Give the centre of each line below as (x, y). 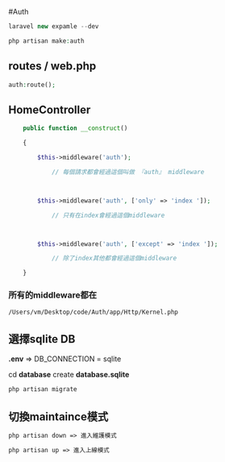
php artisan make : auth (46, 41)
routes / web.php (52, 67)
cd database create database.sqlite (69, 375)
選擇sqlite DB (42, 339)
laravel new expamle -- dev (54, 27)
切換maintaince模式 (58, 416)
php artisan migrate (43, 389)
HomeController (50, 109)
